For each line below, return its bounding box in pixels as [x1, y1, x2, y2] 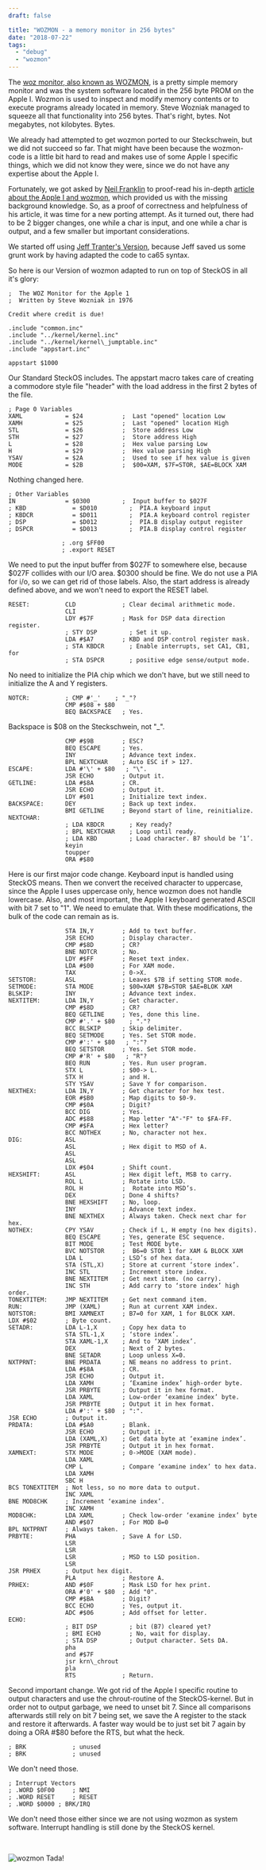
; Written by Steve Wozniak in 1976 [8, 297, 133, 305]
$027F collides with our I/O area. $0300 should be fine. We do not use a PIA [8, 568, 258, 577]
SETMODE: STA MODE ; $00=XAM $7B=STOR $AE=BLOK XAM [8, 983, 233, 991]
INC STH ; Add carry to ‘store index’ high [64, 1282, 240, 1290]
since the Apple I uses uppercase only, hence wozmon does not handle [8, 887, 242, 895]
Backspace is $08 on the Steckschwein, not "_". [8, 722, 165, 731]
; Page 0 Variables [8, 405, 73, 413]
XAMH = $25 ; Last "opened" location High [8, 419, 229, 427]
